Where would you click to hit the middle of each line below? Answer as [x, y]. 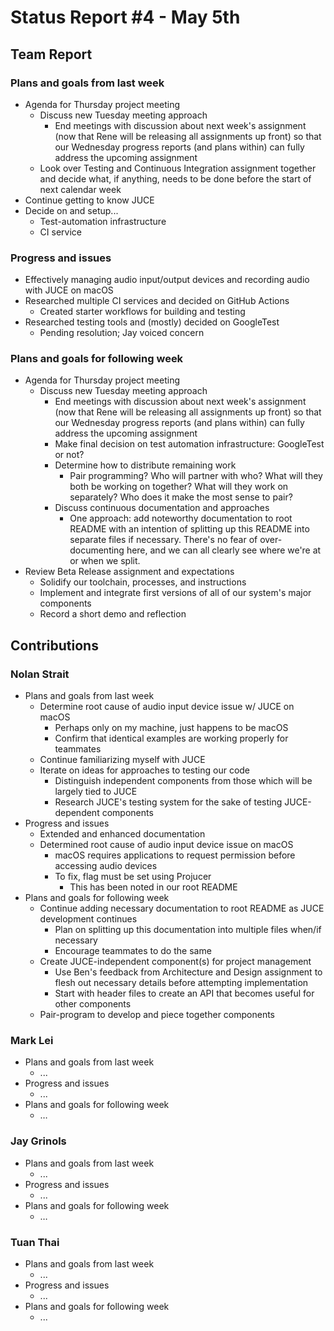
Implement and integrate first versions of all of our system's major [175, 593]
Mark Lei [32, 1041]
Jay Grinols [38, 1141]
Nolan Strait [40, 674]
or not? [69, 455]
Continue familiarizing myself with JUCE [122, 760]
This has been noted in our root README [153, 887]
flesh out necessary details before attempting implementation [181, 983]
